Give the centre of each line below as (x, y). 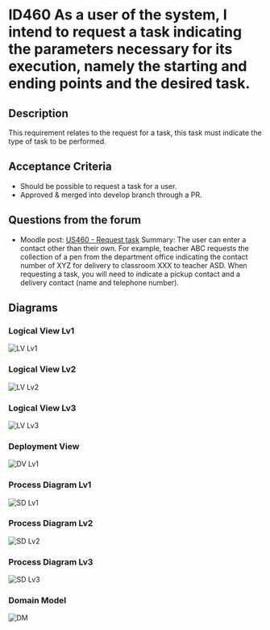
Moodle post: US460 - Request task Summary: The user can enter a (133, 239)
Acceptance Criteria (60, 167)
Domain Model (37, 601)
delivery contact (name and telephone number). (100, 282)
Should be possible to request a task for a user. (98, 186)
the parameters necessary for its (120, 49)
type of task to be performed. (57, 141)
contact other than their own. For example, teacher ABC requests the (135, 248)
